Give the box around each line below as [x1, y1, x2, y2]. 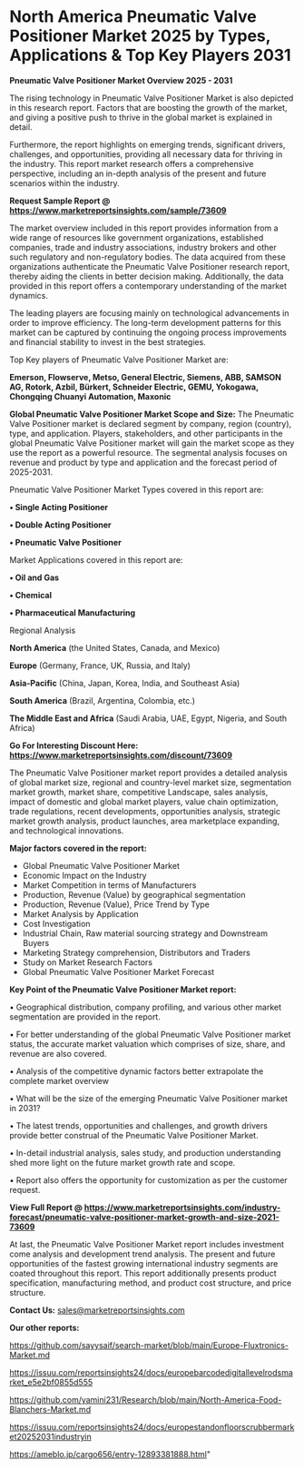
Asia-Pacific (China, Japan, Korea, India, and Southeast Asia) [9, 677, 240, 688]
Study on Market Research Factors [22, 956, 152, 968]
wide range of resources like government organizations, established [9, 232, 264, 242]
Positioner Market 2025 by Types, [9, 25, 271, 46]
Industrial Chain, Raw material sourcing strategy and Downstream [22, 928, 268, 939]
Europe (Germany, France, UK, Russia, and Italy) [9, 660, 191, 671]
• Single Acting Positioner [9, 501, 109, 512]
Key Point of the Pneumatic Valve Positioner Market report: [9, 983, 237, 995]
